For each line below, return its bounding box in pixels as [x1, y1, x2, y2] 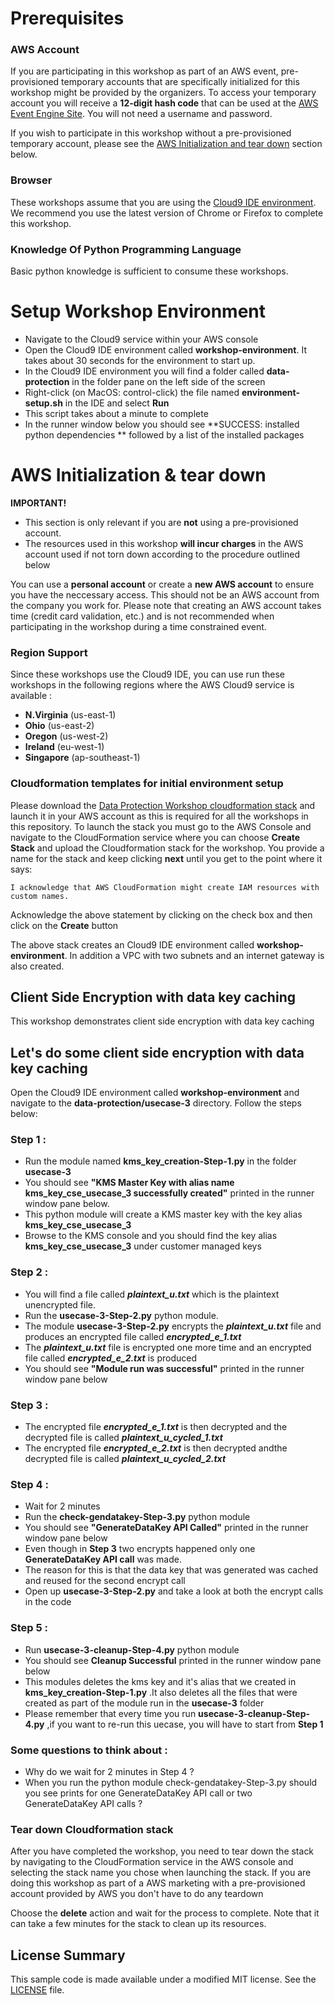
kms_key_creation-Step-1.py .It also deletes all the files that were [24, 1686, 298, 1698]
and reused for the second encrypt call [24, 1575, 186, 1587]
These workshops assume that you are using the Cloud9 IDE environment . [10, 196, 317, 208]
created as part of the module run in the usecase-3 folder [24, 1697, 265, 1709]
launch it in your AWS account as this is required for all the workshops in [10, 810, 309, 822]
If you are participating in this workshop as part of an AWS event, [10, 65, 279, 77]
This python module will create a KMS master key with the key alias [24, 1208, 303, 1221]
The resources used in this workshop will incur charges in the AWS [24, 537, 304, 549]
